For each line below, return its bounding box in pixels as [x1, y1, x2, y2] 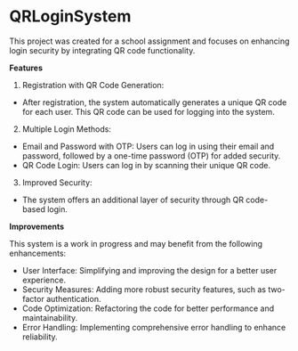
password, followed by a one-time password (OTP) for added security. [21, 150, 281, 161]
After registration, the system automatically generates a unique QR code [21, 96, 287, 108]
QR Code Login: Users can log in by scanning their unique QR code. [21, 159, 271, 170]
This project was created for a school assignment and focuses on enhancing [9, 36, 290, 46]
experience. [21, 274, 67, 285]
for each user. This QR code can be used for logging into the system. [21, 106, 276, 117]
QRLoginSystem [9, 6, 132, 27]
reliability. [21, 331, 58, 342]
